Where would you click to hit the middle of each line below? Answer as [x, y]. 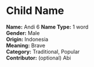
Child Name [35, 11]
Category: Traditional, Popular [43, 51]
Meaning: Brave [26, 45]
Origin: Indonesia [27, 39]
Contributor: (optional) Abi [39, 58]
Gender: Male [23, 33]
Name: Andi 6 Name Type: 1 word [47, 27]
